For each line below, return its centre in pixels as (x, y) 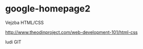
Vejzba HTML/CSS (24, 22)
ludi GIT (13, 42)
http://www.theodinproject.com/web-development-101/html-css (71, 32)
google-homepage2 (48, 9)
